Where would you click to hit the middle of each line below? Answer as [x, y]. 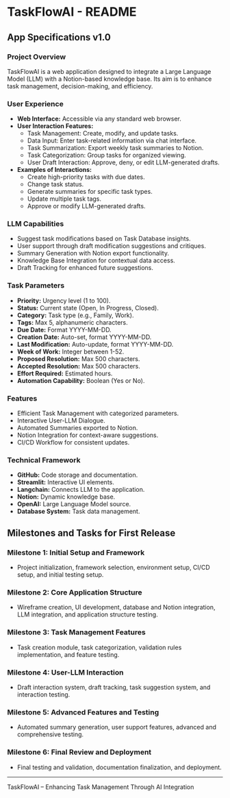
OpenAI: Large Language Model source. [74, 504]
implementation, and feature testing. [68, 654]
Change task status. [55, 184]
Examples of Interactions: [54, 170]
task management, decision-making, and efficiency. [80, 86]
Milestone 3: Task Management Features [76, 632]
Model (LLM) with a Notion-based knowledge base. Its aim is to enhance [110, 79]
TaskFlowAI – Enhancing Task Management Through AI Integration [101, 787]
